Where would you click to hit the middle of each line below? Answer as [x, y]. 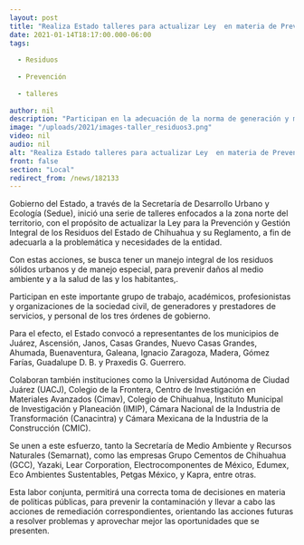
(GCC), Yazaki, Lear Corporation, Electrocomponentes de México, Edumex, [149, 465]
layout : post [34, 18]
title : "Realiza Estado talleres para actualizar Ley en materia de [143, 26]
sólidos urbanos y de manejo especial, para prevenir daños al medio [137, 269]
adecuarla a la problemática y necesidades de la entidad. [116, 242]
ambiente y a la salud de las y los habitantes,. [94, 279]
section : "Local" [42, 170]
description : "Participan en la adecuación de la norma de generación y [149, 119]
